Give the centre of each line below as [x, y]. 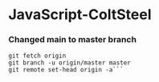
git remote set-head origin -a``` [66, 70]
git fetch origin [37, 56]
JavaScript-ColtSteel [80, 15]
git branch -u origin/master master [69, 63]
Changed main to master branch [72, 40]
